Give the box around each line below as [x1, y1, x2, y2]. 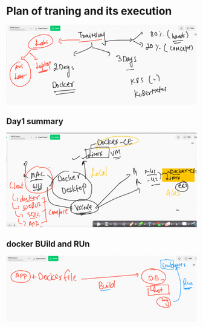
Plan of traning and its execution [6, 4, 172, 18]
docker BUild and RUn [6, 239, 90, 249]
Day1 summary [6, 116, 63, 127]
